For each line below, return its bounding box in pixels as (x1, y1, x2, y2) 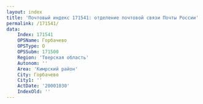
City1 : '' (17, 77, 43, 83)
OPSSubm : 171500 (17, 49, 59, 55)
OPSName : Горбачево (17, 37, 67, 43)
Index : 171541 (17, 32, 53, 38)
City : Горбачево (17, 72, 59, 78)
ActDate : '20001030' (17, 83, 70, 89)
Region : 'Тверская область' (17, 54, 89, 61)
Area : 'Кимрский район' (17, 65, 79, 72)
